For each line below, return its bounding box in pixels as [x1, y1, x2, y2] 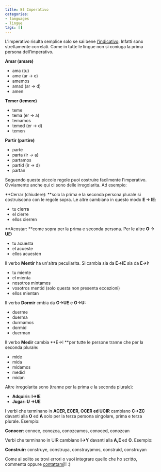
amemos [12, 78, 30, 84]
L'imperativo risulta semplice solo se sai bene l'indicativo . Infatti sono [5, 38, 144, 44]
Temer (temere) [5, 98, 37, 104]
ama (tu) [12, 68, 29, 73]
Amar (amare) [5, 58, 34, 64]
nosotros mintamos [12, 280, 51, 286]
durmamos [12, 320, 34, 326]
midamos [12, 364, 31, 370]
